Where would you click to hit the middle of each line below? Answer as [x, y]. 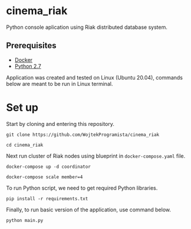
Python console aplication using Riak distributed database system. [87, 27]
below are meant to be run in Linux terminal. [60, 84]
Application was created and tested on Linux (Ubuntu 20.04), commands [95, 77]
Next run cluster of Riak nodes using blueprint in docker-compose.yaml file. [96, 156]
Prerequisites [31, 46]
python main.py [25, 220]
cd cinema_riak [25, 145]
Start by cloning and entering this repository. [60, 124]
